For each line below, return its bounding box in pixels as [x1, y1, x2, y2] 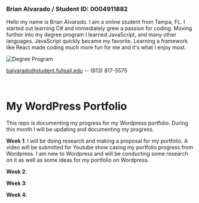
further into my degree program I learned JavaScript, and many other [6, 31, 177, 38]
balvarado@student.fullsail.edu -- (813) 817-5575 [6, 67, 127, 74]
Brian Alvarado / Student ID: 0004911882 [6, 5, 128, 13]
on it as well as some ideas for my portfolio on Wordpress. [6, 156, 149, 163]
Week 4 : [6, 191, 27, 199]
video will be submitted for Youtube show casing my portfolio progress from [6, 144, 194, 151]
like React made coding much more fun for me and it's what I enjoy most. [6, 44, 186, 51]
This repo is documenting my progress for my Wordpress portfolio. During [6, 119, 188, 127]
